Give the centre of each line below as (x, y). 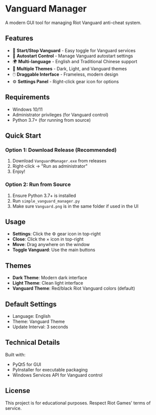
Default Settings (31, 304)
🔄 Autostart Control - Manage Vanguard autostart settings (73, 56)
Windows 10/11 (27, 109)
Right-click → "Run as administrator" (50, 166)
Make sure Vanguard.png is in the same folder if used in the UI (75, 206)
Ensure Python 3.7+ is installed (44, 195)
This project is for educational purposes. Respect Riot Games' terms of (78, 403)
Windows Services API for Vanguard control (58, 375)
